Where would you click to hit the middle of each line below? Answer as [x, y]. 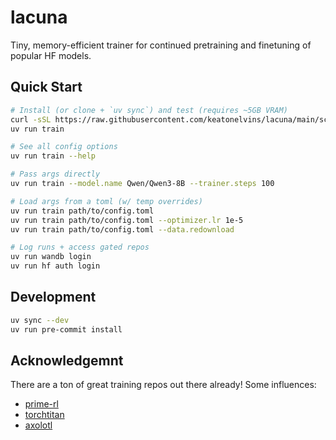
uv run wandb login [51, 257]
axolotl [38, 425]
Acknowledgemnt [67, 360]
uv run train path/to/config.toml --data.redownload [122, 229]
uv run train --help [53, 156]
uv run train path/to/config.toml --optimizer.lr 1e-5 [127, 220]
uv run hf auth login [55, 266]
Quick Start [46, 87]
